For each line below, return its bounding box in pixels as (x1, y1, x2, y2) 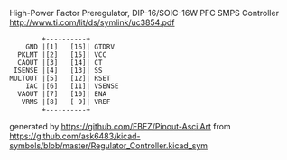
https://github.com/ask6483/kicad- (9, 130, 142, 141)
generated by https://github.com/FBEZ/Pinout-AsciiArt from (9, 121, 232, 131)
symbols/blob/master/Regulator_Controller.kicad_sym (9, 140, 208, 151)
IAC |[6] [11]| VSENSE (25, 82, 119, 91)
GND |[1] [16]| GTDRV (25, 42, 116, 51)
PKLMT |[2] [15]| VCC (17, 50, 106, 59)
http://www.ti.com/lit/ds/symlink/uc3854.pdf (9, 17, 175, 28)
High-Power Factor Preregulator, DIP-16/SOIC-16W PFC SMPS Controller (9, 8, 280, 18)
